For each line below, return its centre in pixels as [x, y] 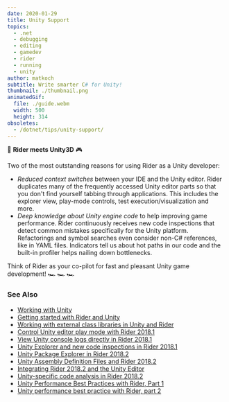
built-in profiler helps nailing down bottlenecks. [85, 253]
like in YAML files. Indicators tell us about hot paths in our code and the [119, 245]
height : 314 [31, 116]
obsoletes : [23, 123]
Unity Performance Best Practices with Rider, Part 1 [91, 383]
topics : [18, 26]
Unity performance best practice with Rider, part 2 [89, 391]
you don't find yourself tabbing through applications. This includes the [118, 194]
